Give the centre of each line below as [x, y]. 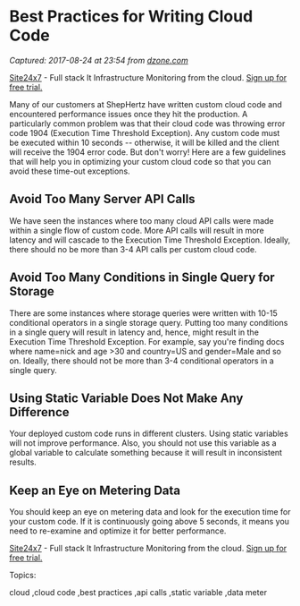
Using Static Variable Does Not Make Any [126, 398]
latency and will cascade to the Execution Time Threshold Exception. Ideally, [150, 240]
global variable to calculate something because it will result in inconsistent [146, 453]
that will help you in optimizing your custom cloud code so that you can [140, 161]
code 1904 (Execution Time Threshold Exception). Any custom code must [145, 132]
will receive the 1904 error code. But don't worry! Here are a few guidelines [148, 152]
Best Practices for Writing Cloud [131, 17]
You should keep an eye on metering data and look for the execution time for [150, 512]
